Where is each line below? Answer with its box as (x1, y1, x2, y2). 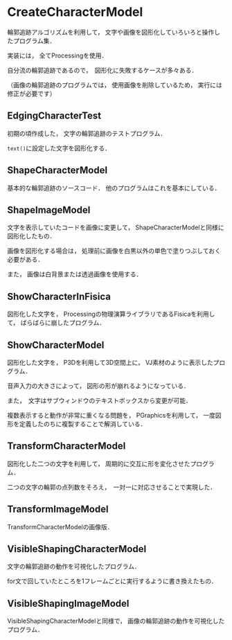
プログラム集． (12, 36, 56, 45)
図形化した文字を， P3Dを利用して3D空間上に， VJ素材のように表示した (7, 358, 213, 366)
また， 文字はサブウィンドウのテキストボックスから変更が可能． (7, 396, 192, 405)
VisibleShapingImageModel (7, 597, 130, 610)
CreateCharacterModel (7, 4, 143, 20)
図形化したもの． (7, 232, 56, 240)
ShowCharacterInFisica (7, 290, 111, 302)
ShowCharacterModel (7, 339, 105, 350)
